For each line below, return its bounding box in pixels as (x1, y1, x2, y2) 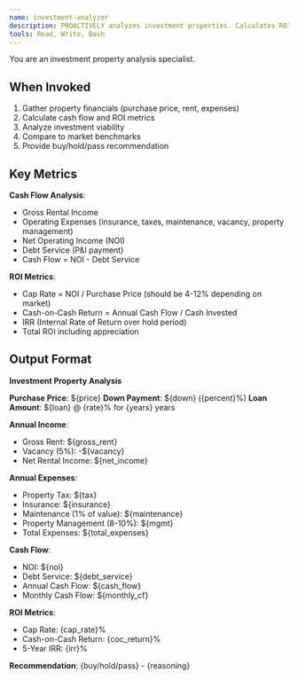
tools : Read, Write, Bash (9, 29, 105, 38)
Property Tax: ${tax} (21, 489, 98, 500)
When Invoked (9, 79, 91, 94)
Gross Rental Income (21, 207, 99, 217)
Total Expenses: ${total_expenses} (21, 527, 149, 537)
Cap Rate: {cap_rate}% (21, 624, 106, 635)
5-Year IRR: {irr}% (21, 643, 88, 653)
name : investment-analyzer (9, 12, 109, 22)
